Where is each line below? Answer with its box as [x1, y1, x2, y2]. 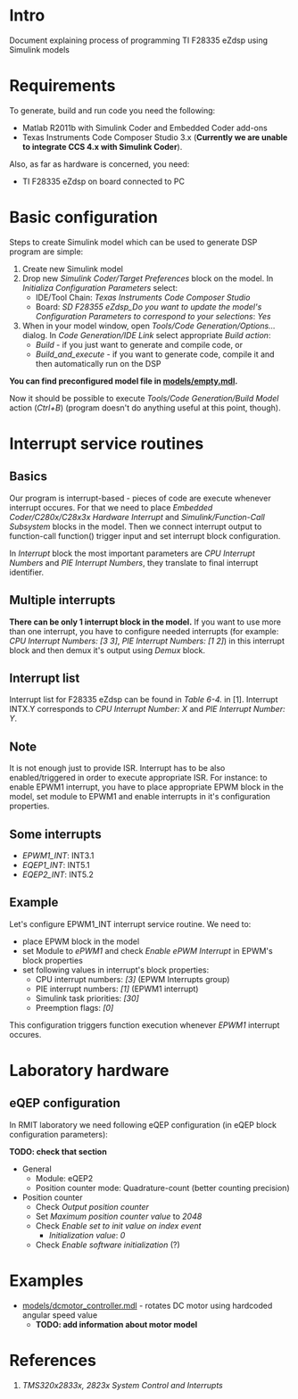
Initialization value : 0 [48, 1229, 126, 1240]
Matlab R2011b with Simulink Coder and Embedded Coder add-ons [21, 122, 268, 133]
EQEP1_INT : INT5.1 [21, 860, 90, 871]
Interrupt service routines [9, 434, 204, 453]
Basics [9, 469, 47, 484]
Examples [9, 1271, 84, 1291]
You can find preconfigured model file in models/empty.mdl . [9, 376, 238, 386]
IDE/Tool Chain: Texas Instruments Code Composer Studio [35, 292, 251, 302]
